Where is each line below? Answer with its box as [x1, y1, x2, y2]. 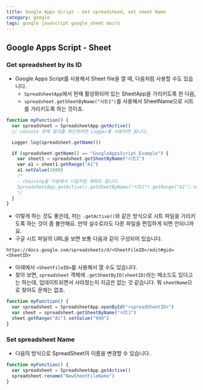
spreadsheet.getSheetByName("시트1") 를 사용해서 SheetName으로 [24, 98, 183, 105]
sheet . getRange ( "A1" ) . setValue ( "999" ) [11, 315, 110, 321]
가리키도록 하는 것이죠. [30, 105, 85, 112]
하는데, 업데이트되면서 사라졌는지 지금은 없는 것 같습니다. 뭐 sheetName [21, 279, 188, 286]
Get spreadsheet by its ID [6, 60, 82, 69]
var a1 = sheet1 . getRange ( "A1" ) [17, 161, 98, 168]
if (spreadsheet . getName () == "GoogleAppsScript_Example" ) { [11, 150, 169, 156]
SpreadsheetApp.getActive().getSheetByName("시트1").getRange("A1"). [17, 184, 193, 190]
